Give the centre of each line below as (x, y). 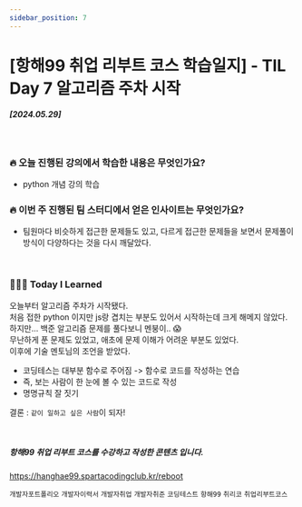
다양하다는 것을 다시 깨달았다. (99, 243)
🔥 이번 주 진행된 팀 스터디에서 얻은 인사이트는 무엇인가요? (127, 210)
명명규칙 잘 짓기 (50, 393)
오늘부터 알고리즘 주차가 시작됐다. (69, 305)
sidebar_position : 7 (49, 18)
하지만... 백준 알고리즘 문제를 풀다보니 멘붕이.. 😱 (96, 328)
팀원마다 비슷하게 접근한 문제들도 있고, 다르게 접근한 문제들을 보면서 (142, 232)
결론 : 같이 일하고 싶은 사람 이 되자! (68, 412)
